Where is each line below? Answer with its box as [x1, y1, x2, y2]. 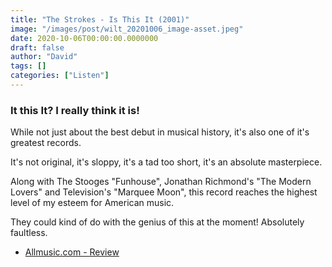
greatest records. [10, 137, 82, 149]
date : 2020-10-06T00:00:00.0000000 [10, 33, 159, 43]
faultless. [10, 227, 48, 239]
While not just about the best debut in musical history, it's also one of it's [10, 126, 310, 138]
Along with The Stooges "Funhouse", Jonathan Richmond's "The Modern [10, 176, 312, 188]
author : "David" [10, 52, 78, 62]
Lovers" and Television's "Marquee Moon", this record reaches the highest [10, 186, 318, 198]
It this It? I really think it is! [10, 103, 140, 117]
